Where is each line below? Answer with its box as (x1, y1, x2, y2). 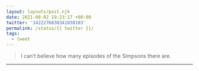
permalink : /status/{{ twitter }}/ (6, 25, 94, 31)
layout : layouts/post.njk (6, 8, 70, 15)
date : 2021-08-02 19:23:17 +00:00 (6, 14, 92, 20)
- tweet (11, 36, 31, 42)
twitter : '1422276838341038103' (6, 20, 86, 25)
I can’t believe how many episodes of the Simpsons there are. (20, 53, 172, 59)
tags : (6, 31, 20, 37)
